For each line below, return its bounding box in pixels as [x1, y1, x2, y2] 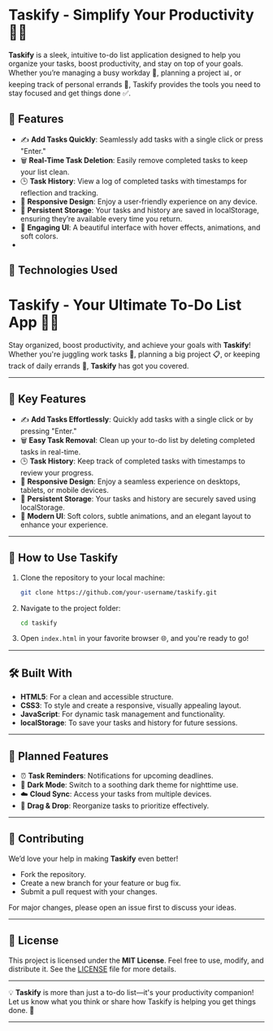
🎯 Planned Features [8, 749, 109, 763]
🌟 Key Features [8, 393, 87, 406]
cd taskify [19, 619, 58, 627]
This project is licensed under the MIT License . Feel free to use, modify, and [8, 955, 264, 965]
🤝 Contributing [8, 832, 84, 846]
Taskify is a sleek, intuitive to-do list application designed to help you [8, 50, 241, 59]
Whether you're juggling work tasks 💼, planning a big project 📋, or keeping [8, 349, 260, 359]
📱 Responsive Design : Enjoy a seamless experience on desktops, [19, 476, 240, 486]
